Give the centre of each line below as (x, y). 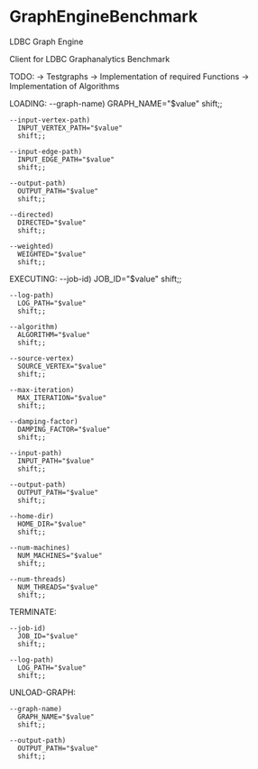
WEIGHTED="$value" (52, 254)
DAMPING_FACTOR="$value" (64, 429)
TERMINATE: (33, 611)
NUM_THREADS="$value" (58, 587)
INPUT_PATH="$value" (56, 461)
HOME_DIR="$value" (52, 524)
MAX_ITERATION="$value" (62, 398)
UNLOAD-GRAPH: (43, 692)
